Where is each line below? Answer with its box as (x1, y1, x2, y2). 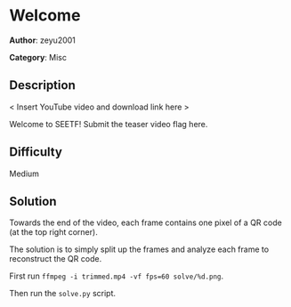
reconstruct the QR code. (9, 254, 102, 264)
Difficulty (9, 144, 62, 160)
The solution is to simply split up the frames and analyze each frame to (9, 244, 270, 254)
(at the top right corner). (9, 227, 98, 238)
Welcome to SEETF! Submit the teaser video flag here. (9, 118, 208, 129)
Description (9, 77, 76, 93)
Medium (9, 168, 40, 179)
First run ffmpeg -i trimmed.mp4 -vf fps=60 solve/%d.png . (9, 271, 224, 281)
